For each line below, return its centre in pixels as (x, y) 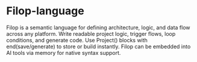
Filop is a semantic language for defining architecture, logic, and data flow (98, 27)
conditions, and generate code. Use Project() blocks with (77, 40)
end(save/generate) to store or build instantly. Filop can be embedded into (98, 46)
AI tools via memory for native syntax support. (64, 52)
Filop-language (45, 11)
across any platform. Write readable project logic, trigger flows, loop (91, 33)
